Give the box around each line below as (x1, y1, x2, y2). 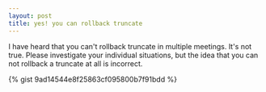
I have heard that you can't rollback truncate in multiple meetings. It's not (8, 41, 252, 51)
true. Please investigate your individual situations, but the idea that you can (8, 50, 259, 60)
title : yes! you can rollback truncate (8, 19, 143, 27)
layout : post (8, 11, 53, 20)
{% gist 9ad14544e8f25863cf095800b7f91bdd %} (8, 74, 178, 84)
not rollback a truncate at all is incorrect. (8, 58, 143, 69)
